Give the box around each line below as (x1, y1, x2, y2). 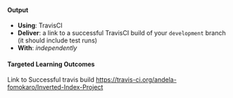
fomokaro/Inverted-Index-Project (7, 83, 103, 92)
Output (7, 6, 29, 14)
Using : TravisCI (17, 21, 63, 30)
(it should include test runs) (17, 36, 97, 45)
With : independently (17, 44, 77, 52)
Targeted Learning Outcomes (7, 60, 95, 68)
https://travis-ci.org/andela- (96, 75, 177, 84)
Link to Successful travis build (7, 75, 95, 84)
